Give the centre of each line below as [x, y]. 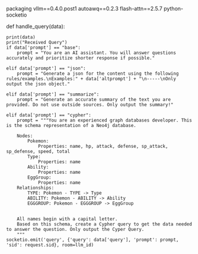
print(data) [21, 37]
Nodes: [25, 136]
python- [174, 9]
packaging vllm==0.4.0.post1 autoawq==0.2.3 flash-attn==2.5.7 [84, 9]
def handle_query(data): [36, 26]
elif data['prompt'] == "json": [46, 68]
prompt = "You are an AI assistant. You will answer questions [97, 53]
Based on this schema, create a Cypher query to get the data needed [105, 224]
